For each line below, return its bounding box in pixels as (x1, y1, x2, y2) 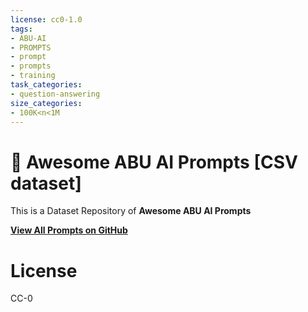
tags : (10, 24, 33, 34)
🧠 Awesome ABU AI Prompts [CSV (10, 151, 298, 173)
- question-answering (10, 89, 101, 99)
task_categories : (10, 80, 83, 90)
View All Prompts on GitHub (10, 224, 128, 236)
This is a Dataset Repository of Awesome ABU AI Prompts (10, 205, 252, 217)
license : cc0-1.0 (10, 14, 83, 25)
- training (10, 71, 56, 81)
